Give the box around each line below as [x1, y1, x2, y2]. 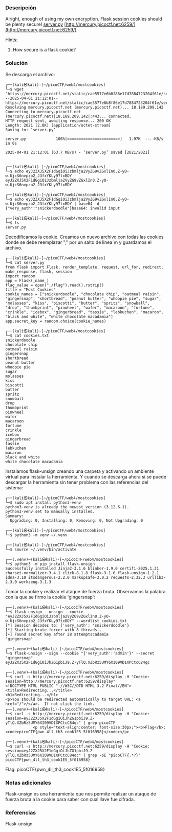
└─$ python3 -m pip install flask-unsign [5, 561, 95, 567]
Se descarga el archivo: [5, 71, 55, 77]
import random [5, 273, 36, 279]
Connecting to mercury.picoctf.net [5, 109, 81, 114]
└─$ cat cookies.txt [5, 333, 50, 338]
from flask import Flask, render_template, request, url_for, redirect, [5, 264, 164, 270]
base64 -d [78, 201, 100, 206]
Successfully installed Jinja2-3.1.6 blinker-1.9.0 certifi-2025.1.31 [5, 565, 159, 571]
